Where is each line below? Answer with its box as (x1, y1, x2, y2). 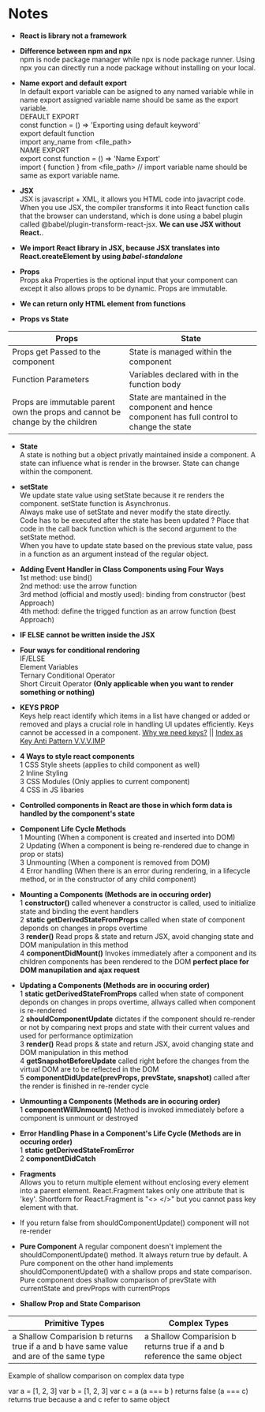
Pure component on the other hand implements (19, 1258, 174, 1267)
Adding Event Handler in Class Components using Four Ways (19, 564, 225, 573)
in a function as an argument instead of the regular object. (19, 549, 209, 558)
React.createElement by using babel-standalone (19, 251, 183, 261)
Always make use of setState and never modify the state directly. (19, 507, 231, 516)
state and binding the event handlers (19, 906, 140, 916)
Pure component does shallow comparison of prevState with (19, 1275, 217, 1284)
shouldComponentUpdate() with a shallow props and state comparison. (19, 1267, 252, 1276)
